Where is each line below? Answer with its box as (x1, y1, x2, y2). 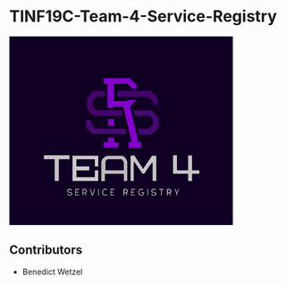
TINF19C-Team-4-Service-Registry (9, 6, 277, 27)
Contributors (9, 243, 83, 258)
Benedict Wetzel (21, 266, 83, 277)
